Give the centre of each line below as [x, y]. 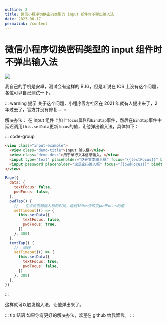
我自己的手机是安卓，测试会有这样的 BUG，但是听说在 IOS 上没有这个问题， [83, 87]
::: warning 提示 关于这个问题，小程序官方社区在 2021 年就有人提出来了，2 [81, 103]
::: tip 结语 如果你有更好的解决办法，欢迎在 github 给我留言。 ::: [70, 315]
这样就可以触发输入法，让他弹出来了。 [44, 305]
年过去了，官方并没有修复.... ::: [37, 110]
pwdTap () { [21, 201]
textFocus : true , [41, 262]
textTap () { [22, 243]
